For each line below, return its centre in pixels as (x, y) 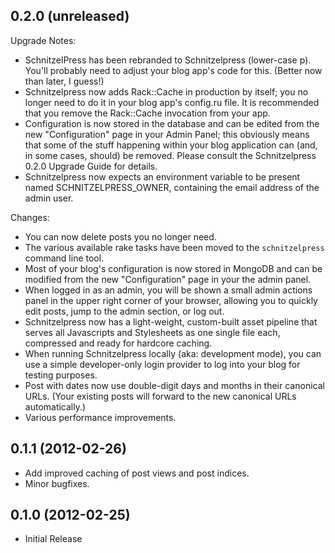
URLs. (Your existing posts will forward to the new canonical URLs (160, 396)
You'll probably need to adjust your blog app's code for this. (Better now (173, 70)
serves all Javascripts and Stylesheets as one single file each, (152, 332)
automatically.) (55, 406)
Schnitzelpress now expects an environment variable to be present (162, 176)
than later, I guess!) (64, 81)
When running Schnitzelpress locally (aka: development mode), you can (173, 353)
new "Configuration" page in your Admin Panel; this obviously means (167, 134)
